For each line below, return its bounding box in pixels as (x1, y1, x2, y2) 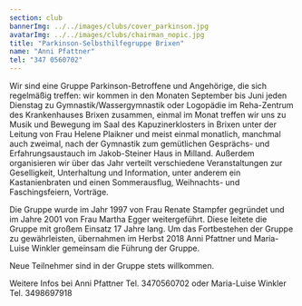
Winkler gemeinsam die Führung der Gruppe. (31, 242, 200, 253)
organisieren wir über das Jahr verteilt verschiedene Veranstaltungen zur (9, 158, 283, 168)
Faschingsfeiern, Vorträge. (9, 187, 109, 197)
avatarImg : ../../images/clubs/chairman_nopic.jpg (9, 30, 205, 39)
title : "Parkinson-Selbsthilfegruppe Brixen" (9, 38, 184, 48)
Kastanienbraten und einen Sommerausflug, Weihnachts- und (9, 177, 240, 187)
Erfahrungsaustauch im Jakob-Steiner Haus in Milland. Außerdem (9, 148, 255, 159)
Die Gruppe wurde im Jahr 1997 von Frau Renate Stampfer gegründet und (9, 204, 285, 214)
